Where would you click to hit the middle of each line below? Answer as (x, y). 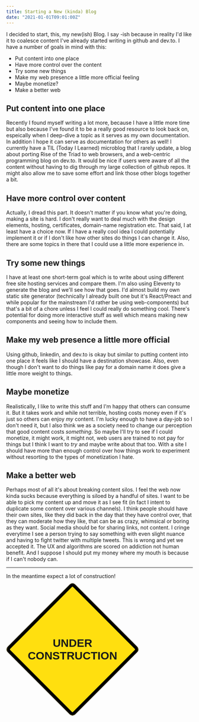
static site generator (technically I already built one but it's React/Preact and (99, 296)
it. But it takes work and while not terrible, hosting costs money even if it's (96, 412)
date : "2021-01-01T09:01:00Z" (44, 17)
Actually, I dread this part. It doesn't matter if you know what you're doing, (97, 213)
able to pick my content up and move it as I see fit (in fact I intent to (88, 502)
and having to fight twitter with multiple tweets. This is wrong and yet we (95, 540)
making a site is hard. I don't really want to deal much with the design (91, 219)
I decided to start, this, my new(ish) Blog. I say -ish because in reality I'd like (99, 34)
